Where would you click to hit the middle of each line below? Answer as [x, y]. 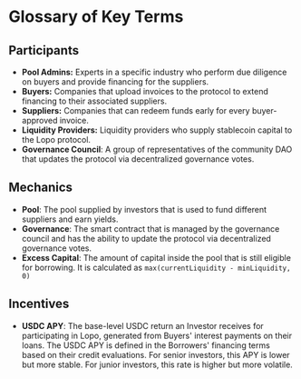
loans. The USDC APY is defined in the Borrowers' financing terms [146, 345]
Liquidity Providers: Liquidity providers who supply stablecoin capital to [157, 130]
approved [39, 120]
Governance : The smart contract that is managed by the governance [150, 228]
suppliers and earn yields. [70, 219]
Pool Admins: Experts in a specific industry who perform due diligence [154, 72]
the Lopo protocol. [56, 140]
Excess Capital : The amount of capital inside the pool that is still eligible [156, 257]
